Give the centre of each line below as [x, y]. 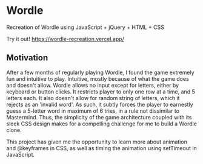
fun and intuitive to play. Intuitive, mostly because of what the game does [98, 78]
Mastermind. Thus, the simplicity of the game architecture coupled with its [99, 117]
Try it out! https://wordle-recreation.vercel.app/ [65, 39]
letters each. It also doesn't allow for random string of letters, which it [93, 98]
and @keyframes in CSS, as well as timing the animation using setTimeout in [101, 148]
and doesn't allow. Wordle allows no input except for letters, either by [93, 85]
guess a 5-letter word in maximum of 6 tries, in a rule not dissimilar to [93, 111]
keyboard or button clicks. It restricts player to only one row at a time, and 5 [101, 92]
